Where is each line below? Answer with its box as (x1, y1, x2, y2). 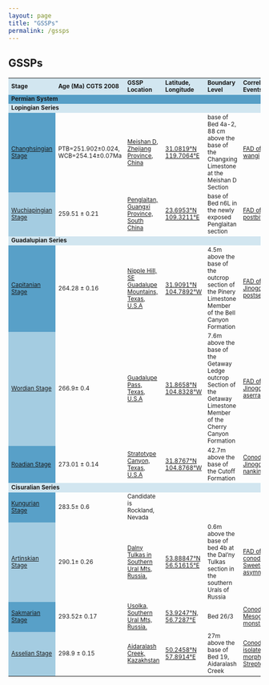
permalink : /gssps (8, 26, 70, 34)
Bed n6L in (207, 199, 238, 208)
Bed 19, (207, 653, 230, 661)
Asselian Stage (10, 650, 53, 658)
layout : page (8, 11, 52, 20)
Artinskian (10, 554, 39, 563)
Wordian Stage (10, 385, 52, 393)
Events (243, 86, 263, 94)
